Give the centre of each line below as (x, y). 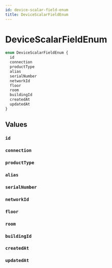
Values (16, 124)
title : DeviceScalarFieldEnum (37, 15)
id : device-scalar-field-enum (37, 10)
